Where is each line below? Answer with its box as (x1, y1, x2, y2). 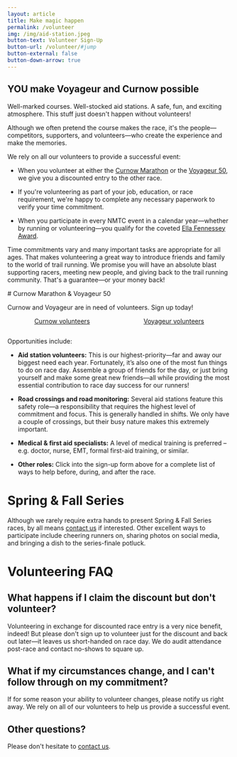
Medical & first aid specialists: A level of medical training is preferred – (17, 438, 227, 447)
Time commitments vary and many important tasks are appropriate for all (7, 245, 221, 253)
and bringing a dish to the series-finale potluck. (7, 539, 146, 547)
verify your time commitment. (17, 202, 104, 211)
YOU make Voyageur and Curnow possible (7, 83, 199, 95)
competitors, (7, 131, 45, 139)
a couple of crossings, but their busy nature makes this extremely (17, 417, 209, 425)
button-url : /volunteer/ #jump (7, 43, 97, 51)
